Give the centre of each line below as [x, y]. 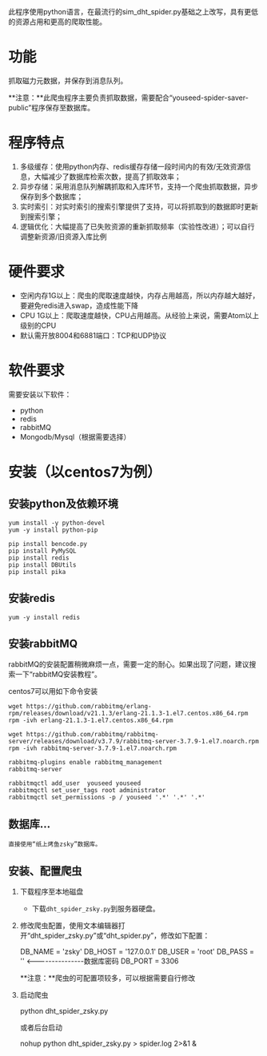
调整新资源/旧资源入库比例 [63, 236]
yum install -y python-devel [57, 523]
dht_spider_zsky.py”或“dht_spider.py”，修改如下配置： [120, 935]
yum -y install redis [44, 617]
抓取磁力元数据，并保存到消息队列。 [68, 80]
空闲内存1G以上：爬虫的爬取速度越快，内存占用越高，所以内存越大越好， [139, 295]
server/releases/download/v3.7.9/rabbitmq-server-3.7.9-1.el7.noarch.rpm [134, 742]
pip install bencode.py [48, 544]
